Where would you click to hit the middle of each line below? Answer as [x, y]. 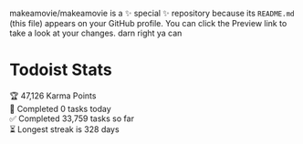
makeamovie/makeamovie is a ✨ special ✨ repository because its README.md [152, 13]
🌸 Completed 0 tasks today [60, 108]
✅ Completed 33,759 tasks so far [72, 118]
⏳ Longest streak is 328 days [65, 129]
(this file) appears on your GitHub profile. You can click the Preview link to [148, 23]
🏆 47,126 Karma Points [53, 96]
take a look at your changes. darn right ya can [96, 33]
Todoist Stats [61, 70]
